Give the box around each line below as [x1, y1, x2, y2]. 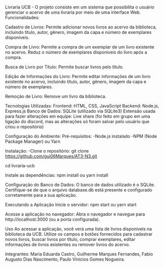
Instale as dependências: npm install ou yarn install [5, 172, 109, 178]
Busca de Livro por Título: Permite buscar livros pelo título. [5, 64, 124, 70]
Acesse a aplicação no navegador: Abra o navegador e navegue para [5, 211, 145, 217]
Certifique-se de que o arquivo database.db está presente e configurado [5, 187, 153, 193]
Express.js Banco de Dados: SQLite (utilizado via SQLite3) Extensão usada [5, 108, 156, 114]
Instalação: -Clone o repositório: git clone [5, 148, 89, 154]
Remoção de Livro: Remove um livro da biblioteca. [5, 93, 107, 99]
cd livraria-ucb [5, 163, 35, 168]
